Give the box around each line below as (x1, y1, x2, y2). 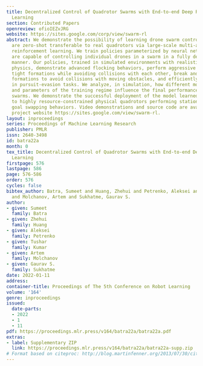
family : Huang (11, 222, 47, 228)
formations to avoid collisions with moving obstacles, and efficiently (11, 76, 199, 82)
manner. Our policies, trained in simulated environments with (11, 59, 174, 65)
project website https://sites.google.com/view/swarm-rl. (11, 110, 161, 116)
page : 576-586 (6, 171, 42, 178)
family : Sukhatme (11, 267, 56, 273)
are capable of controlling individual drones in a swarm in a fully (11, 54, 190, 60)
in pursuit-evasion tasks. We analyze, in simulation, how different (11, 82, 190, 88)
